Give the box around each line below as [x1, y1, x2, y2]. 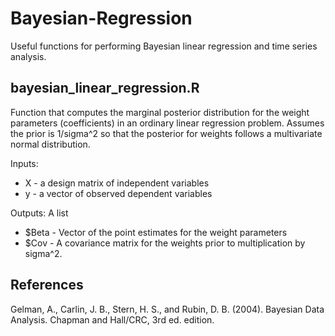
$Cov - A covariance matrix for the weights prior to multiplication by [24, 237, 306, 249]
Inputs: [10, 157, 39, 169]
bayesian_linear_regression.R [10, 80, 200, 97]
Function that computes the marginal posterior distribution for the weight [10, 106, 310, 118]
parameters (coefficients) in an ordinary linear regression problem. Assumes [10, 117, 325, 129]
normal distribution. [10, 138, 91, 150]
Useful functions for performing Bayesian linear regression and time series [10, 40, 318, 52]
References [10, 277, 84, 294]
